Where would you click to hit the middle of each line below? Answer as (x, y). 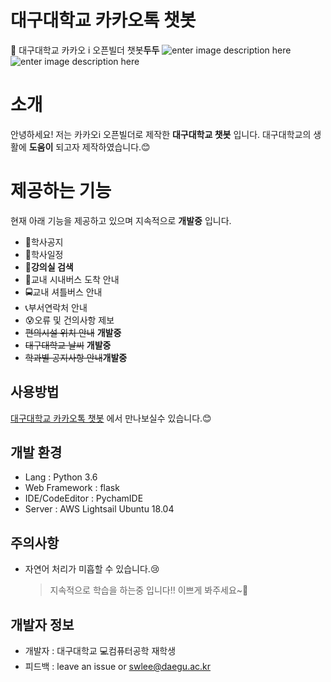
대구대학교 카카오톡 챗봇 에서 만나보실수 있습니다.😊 (111, 418)
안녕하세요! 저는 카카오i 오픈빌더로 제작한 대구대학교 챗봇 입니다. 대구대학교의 (161, 134)
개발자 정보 (42, 624)
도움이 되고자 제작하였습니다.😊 (89, 147)
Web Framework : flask (72, 488)
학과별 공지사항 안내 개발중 (76, 357)
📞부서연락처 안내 (56, 307)
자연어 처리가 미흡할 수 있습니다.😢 (92, 569)
